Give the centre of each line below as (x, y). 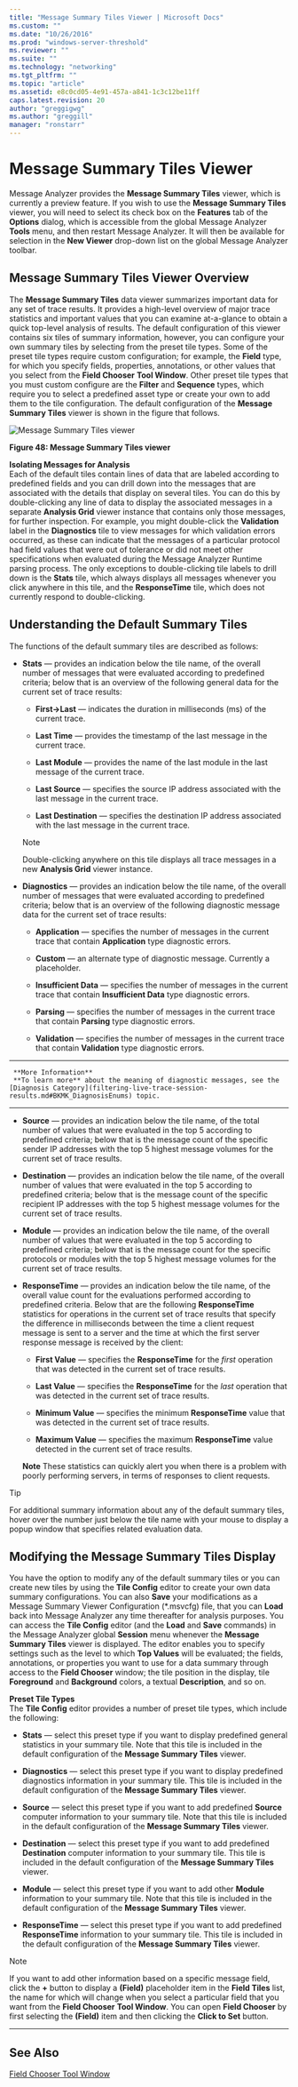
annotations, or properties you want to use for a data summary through (139, 1663)
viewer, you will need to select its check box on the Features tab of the (139, 212)
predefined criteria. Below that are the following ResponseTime (138, 1304)
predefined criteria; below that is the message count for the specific (146, 1249)
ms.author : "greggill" (51, 116)
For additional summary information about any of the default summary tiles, (147, 1510)
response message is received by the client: (102, 1342)
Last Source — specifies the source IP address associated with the (158, 788)
